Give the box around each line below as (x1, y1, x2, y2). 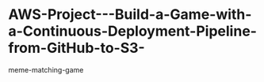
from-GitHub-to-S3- (8, 39, 145, 57)
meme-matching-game (8, 65, 84, 74)
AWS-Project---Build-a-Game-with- (8, 6, 252, 24)
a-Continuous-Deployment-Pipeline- (8, 22, 258, 40)
